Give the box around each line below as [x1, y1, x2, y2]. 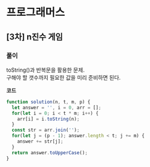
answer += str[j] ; [17, 138, 64, 145]
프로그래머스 [6, 5, 65, 19]
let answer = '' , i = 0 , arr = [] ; [11, 104, 102, 111]
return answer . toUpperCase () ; [11, 149, 88, 155]
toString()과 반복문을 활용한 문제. [6, 66, 85, 73]
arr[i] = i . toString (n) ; [17, 116, 80, 122]
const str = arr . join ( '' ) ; [11, 127, 80, 134]
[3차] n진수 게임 [6, 32, 64, 42]
